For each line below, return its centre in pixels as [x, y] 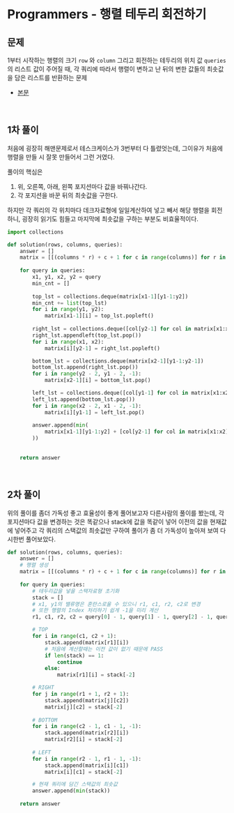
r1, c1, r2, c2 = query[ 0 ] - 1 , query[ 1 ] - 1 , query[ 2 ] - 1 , [123, 617]
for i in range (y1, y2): [68, 310]
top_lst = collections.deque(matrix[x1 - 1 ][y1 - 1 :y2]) [110, 296]
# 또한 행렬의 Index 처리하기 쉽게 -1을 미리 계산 [95, 611]
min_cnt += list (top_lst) [70, 303]
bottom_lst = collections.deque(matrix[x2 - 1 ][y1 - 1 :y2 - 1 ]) [118, 361]
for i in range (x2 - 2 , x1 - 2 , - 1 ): [87, 406]
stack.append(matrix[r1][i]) [87, 642]
